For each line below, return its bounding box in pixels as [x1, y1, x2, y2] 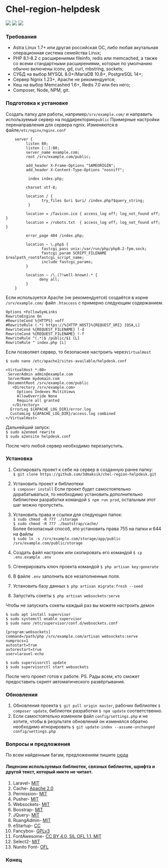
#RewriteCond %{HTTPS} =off [5, 318, 64, 323]
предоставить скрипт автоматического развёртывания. [5, 678, 125, 684]
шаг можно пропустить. [12, 502, 64, 508]
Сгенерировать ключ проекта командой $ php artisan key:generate [12, 563, 159, 569]
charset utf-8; [25, 185, 57, 190]
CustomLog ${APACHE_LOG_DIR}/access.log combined [10, 411, 115, 416]
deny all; [39, 277, 59, 282]
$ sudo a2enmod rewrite [5, 429, 55, 435]
